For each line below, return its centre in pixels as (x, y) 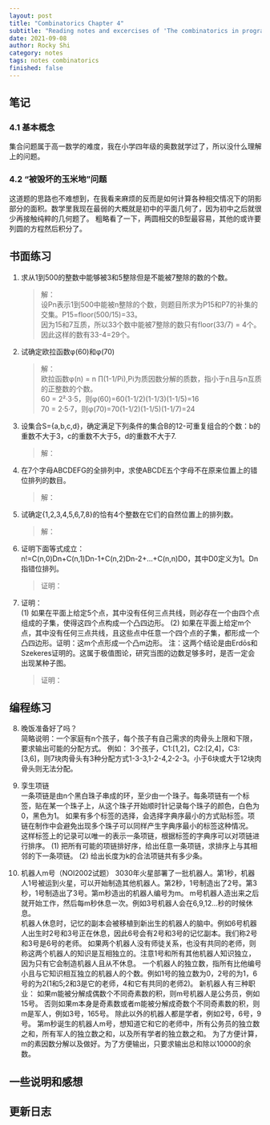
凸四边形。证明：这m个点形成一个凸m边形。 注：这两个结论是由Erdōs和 (139, 643)
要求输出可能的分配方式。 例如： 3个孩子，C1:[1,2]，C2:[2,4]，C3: (130, 749)
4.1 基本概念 (32, 128)
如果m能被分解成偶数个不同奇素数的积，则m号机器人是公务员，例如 (148, 994)
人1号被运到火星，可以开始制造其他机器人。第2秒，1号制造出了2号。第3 (139, 883)
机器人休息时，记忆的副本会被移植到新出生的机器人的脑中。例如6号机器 (139, 923)
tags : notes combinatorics (54, 61)
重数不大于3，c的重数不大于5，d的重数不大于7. (99, 436)
